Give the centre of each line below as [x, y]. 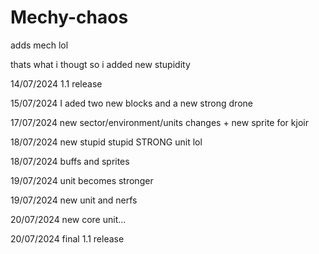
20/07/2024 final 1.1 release [67, 238]
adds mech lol [39, 45]
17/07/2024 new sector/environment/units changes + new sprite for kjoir [159, 122]
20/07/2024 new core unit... [68, 219]
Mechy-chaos [69, 17]
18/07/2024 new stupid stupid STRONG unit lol [106, 142]
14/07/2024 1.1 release [56, 83]
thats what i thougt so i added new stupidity [100, 64]
